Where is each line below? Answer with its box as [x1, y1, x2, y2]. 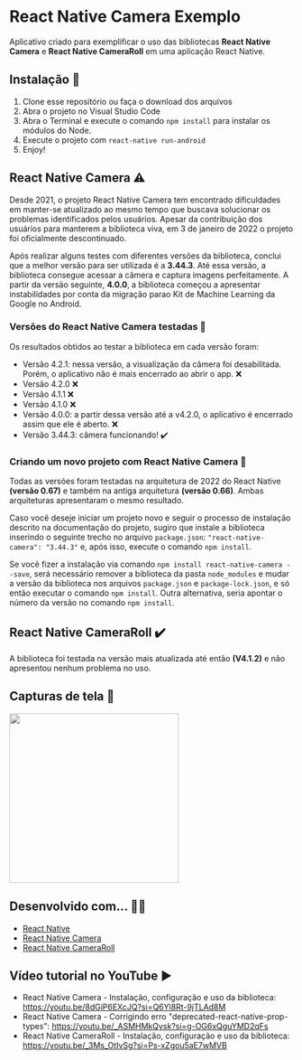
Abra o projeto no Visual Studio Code [22, 106, 160, 117]
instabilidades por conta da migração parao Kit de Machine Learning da [9, 288, 276, 299]
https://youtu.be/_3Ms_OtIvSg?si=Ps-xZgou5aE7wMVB [22, 1040, 227, 1051]
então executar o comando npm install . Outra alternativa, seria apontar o [9, 587, 283, 598]
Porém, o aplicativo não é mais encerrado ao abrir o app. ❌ [22, 368, 243, 379]
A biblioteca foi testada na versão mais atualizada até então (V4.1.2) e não [9, 652, 286, 663]
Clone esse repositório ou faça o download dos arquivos [22, 96, 233, 107]
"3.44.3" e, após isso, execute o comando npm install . [45, 541, 252, 552]
